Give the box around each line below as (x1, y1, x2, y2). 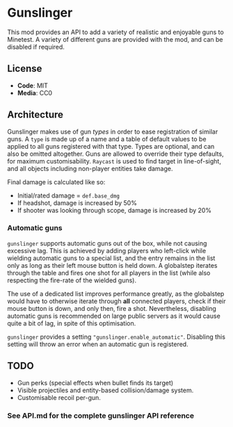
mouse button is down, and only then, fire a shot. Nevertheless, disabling (7, 304, 217, 312)
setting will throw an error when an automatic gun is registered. (7, 339, 189, 348)
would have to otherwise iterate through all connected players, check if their (7, 297, 226, 305)
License (7, 63, 42, 74)
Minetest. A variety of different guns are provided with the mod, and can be (7, 35, 224, 43)
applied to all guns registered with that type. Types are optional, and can (7, 142, 215, 150)
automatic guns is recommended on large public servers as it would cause (7, 312, 220, 320)
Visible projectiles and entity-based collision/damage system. (17, 386, 194, 394)
